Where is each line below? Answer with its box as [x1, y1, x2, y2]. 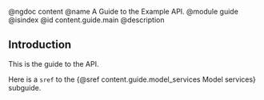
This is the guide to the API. [8, 59, 99, 68]
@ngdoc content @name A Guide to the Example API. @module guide [8, 7, 238, 16]
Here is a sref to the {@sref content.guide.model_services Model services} [8, 75, 256, 84]
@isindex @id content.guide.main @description [8, 15, 165, 25]
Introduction [8, 38, 72, 52]
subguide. [8, 83, 42, 92]
